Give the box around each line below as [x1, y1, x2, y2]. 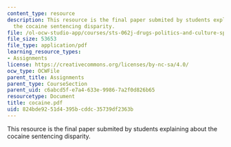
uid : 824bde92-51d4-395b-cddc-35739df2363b [7, 106, 134, 113]
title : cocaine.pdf [7, 100, 63, 106]
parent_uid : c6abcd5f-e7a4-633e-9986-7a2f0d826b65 [7, 87, 155, 93]
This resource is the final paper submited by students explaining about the [7, 124, 218, 133]
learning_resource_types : [7, 49, 81, 56]
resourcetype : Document [7, 93, 76, 100]
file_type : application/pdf [7, 42, 88, 49]
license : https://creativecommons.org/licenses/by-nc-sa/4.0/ [7, 61, 189, 68]
